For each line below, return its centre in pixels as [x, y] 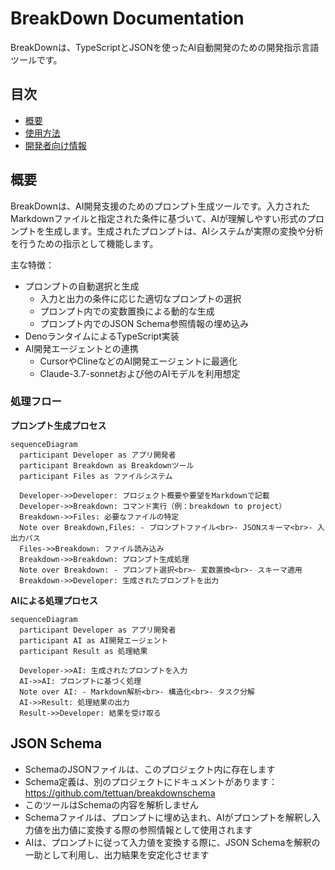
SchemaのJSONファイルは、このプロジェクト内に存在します [150, 769]
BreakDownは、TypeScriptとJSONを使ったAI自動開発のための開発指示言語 [165, 47]
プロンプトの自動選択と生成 [82, 286]
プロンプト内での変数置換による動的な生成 [127, 311]
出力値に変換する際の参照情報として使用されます [152, 829]
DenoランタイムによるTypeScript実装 [102, 336]
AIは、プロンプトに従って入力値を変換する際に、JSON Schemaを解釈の [172, 842]
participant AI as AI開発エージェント [94, 640]
